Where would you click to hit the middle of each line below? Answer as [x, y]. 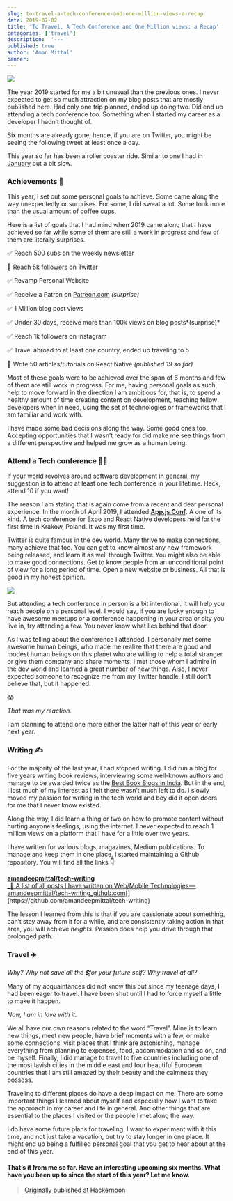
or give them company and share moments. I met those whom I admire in [112, 662]
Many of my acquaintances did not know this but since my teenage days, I [114, 986]
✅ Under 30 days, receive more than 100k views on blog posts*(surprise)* [114, 323]
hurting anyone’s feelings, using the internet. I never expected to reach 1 [111, 826]
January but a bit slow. [40, 163]
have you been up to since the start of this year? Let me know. [98, 1175]
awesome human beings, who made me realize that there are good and [109, 647]
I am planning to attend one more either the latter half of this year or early [112, 725]
